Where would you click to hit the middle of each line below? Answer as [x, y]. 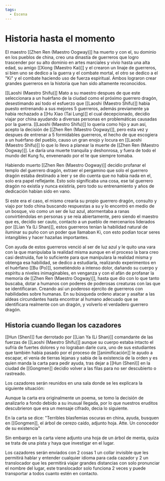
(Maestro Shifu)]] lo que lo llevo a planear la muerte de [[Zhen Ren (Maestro [82, 145]
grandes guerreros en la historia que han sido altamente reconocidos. [76, 84]
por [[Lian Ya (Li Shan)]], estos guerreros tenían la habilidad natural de [76, 227]
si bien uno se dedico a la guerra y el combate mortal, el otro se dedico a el [82, 73]
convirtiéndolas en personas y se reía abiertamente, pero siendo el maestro [82, 216]
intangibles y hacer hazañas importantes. [47, 238]
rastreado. [16, 374]
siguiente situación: [25, 389]
